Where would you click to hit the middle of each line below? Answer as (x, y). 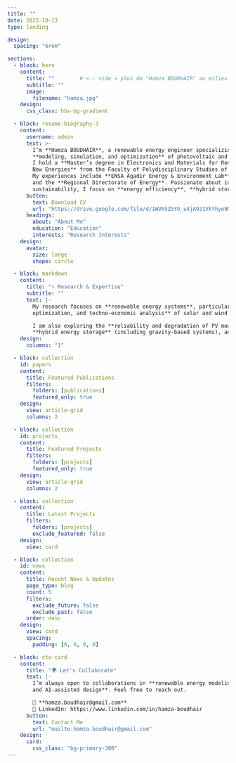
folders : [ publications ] (69, 391)
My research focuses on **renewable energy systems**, (114, 307)
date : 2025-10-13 (33, 20)
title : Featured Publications (70, 378)
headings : (40, 215)
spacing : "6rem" (37, 46)
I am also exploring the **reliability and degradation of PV (125, 326)
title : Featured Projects (64, 449)
